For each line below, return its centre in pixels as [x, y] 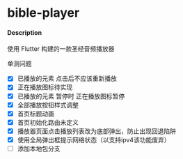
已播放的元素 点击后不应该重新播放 [67, 79]
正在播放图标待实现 [45, 87]
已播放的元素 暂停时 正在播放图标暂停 [71, 96]
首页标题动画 [35, 114]
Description [25, 32]
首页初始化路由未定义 [48, 122]
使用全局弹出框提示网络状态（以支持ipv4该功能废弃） [94, 139]
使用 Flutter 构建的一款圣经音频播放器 [61, 49]
